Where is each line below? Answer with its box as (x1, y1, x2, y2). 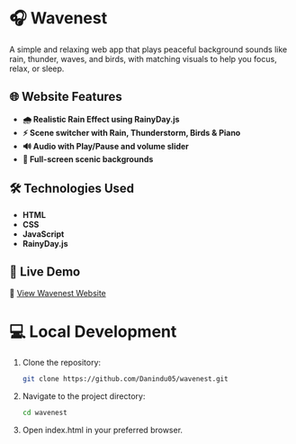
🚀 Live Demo (9, 264, 81, 279)
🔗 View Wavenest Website (9, 288, 106, 299)
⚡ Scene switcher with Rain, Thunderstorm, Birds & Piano (22, 127, 241, 138)
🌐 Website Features (9, 89, 123, 104)
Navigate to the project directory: (22, 391, 146, 402)
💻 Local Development (9, 322, 177, 341)
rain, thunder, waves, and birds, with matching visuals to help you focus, (9, 53, 277, 64)
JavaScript (22, 228, 65, 240)
